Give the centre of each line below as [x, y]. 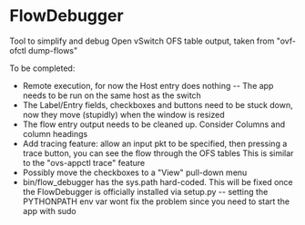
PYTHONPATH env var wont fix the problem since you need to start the [156, 201]
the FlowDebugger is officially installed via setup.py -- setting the [145, 191]
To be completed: [42, 68]
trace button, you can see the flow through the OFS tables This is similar [158, 153]
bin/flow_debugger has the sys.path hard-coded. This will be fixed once [158, 181]
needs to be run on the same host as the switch [112, 95]
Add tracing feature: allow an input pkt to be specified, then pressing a [155, 143]
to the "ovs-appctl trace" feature [84, 162]
